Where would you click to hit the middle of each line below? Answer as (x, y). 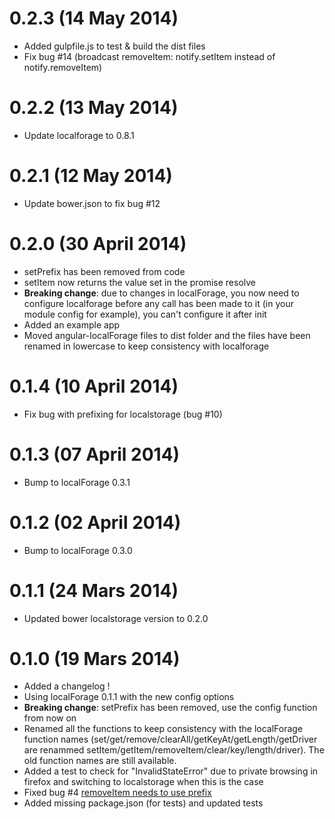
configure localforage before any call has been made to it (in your (158, 303)
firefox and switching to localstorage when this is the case (143, 782)
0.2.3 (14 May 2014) (94, 18)
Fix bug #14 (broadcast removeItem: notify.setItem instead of (149, 56)
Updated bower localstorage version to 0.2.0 (116, 618)
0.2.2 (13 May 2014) (94, 108)
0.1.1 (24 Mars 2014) (94, 590)
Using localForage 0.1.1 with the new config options (129, 697)
